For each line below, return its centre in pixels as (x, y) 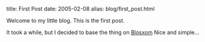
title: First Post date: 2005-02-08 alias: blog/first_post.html (80, 9)
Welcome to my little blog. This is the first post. (65, 20)
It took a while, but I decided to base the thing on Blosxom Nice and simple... (103, 32)
